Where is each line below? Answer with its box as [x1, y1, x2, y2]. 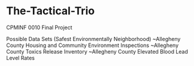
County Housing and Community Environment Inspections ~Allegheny [6, 42, 179, 49]
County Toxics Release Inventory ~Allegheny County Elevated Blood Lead [6, 48, 189, 55]
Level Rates [6, 54, 35, 61]
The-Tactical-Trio [6, 4, 95, 18]
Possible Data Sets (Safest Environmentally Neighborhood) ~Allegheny [6, 35, 181, 42]
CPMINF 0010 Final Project [6, 24, 73, 31]
